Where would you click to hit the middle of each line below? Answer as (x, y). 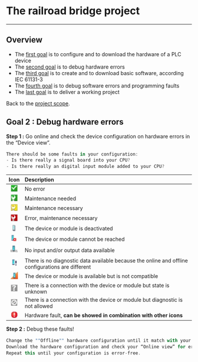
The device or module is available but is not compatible (91, 276)
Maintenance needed (50, 199)
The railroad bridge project (73, 11)
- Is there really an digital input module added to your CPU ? (85, 167)
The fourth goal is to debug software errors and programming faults (97, 85)
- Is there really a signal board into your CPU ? (68, 160)
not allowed (39, 306)
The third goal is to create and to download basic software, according (99, 73)
